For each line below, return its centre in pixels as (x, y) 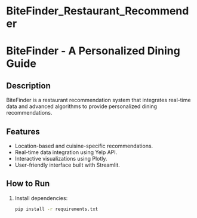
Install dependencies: (41, 198)
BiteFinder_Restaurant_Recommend (98, 11)
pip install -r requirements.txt (56, 209)
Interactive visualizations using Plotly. (61, 159)
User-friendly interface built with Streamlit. (67, 165)
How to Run (28, 184)
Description (28, 86)
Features (23, 132)
